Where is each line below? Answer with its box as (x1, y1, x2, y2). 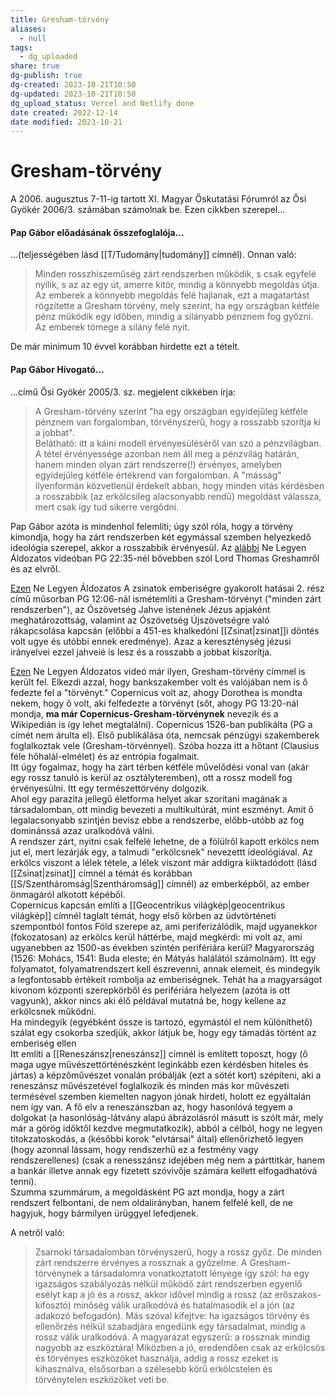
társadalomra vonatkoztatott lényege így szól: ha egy (91, 1267, 310, 1279)
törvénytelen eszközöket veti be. (34, 1373, 170, 1385)
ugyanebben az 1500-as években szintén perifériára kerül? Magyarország (10, 941, 315, 953)
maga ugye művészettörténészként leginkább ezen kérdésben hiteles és (10, 1058, 309, 1070)
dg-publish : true (10, 71, 83, 81)
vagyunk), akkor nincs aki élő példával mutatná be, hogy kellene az (10, 994, 287, 1006)
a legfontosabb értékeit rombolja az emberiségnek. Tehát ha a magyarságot (10, 973, 323, 985)
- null (19, 33, 47, 43)
